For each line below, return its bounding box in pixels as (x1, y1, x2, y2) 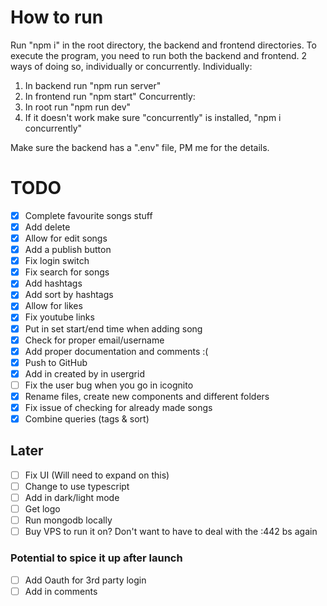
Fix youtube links (24, 311, 95, 323)
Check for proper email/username (24, 334, 165, 346)
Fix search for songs (24, 266, 110, 278)
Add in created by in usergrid (24, 367, 145, 380)
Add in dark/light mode (24, 492, 120, 503)
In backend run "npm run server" (24, 79, 162, 91)
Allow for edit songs (24, 232, 108, 244)
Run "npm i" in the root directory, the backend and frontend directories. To (10, 39, 317, 51)
